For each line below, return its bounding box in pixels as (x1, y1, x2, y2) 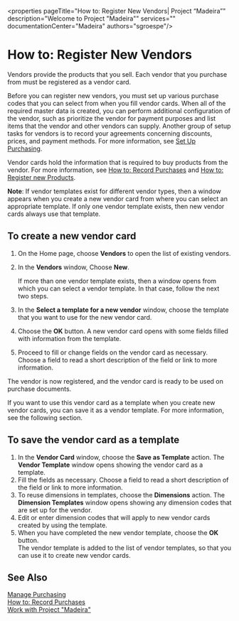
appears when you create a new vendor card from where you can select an (7, 194, 228, 202)
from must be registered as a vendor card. (7, 77, 132, 86)
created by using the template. (17, 521, 108, 529)
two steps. (17, 291, 49, 300)
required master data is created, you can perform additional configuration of (7, 107, 231, 115)
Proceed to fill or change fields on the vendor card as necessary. (17, 348, 208, 357)
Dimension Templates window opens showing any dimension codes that (17, 498, 232, 507)
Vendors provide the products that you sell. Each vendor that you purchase (7, 70, 228, 78)
